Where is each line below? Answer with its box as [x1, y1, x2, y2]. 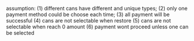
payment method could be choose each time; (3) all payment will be [6, 11, 170, 18]
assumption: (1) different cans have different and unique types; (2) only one [6, 5, 188, 12]
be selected [6, 29, 34, 36]
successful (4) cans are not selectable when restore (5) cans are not [6, 17, 171, 24]
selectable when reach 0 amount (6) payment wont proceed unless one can [6, 23, 189, 30]
